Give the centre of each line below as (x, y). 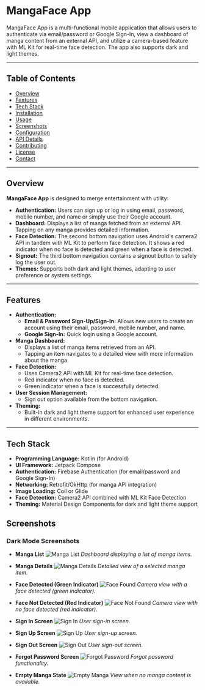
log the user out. (36, 262)
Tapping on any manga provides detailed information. (82, 230)
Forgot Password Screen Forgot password (94, 656)
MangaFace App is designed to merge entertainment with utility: (88, 198)
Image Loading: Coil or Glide (52, 491)
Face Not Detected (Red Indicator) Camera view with (106, 602)
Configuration (32, 132)
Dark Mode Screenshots (43, 541)
